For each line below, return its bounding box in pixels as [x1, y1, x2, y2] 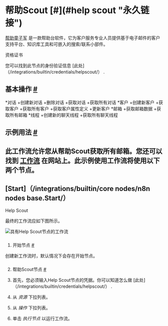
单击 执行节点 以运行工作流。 [12, 315, 73, 321]
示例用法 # [5, 128, 38, 137]
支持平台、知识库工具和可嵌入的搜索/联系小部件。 [5, 41, 108, 47]
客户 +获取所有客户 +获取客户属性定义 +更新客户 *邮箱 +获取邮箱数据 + [9, 105, 157, 111]
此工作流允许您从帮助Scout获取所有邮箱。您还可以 [5, 147, 162, 155]
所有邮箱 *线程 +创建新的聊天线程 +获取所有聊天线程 [9, 112, 118, 118]
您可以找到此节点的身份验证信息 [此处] [5, 62, 85, 69]
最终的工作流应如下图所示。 [5, 218, 63, 224]
